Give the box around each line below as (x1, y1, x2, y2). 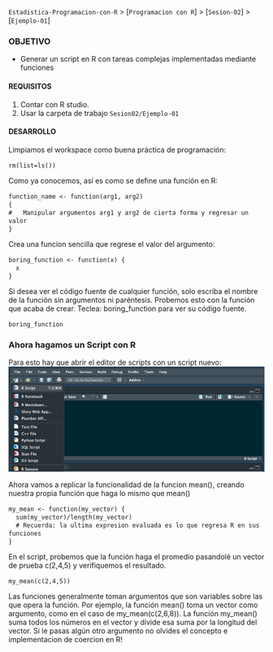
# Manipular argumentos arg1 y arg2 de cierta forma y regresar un (8, 209, 249, 217)
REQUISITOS (8, 81, 52, 91)
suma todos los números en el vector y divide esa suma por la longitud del (8, 617, 258, 628)
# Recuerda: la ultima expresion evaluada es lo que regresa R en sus (15, 521, 260, 530)
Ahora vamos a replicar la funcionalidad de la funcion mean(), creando (8, 480, 245, 490)
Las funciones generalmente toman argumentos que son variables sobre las (8, 592, 262, 602)
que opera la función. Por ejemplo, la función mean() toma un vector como (8, 600, 258, 610)
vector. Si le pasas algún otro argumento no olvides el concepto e (8, 626, 228, 636)
